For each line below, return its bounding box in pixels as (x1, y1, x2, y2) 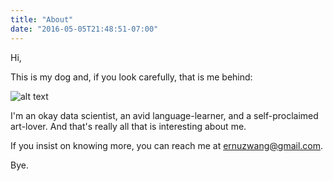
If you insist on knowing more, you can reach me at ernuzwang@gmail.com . (10, 139, 324, 151)
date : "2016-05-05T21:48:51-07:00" (10, 24, 159, 34)
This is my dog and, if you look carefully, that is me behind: (10, 71, 253, 83)
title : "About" (10, 14, 74, 25)
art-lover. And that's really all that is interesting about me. (10, 120, 247, 132)
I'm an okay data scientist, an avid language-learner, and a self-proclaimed (10, 109, 319, 121)
